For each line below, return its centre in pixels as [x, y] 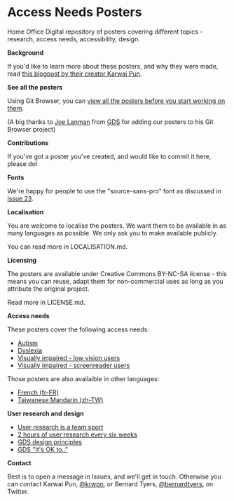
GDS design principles [50, 441]
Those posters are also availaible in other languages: [83, 378]
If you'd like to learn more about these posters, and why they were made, [113, 66]
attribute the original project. [48, 289]
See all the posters [35, 87]
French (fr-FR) [38, 392]
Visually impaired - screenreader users [74, 365]
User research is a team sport [60, 427]
